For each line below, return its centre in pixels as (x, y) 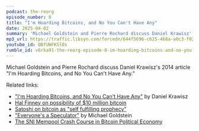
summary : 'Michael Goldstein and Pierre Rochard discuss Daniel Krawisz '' (100, 34)
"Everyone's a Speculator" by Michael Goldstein (73, 115)
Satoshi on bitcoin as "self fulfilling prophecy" (70, 109)
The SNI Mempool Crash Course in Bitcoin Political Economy (89, 122)
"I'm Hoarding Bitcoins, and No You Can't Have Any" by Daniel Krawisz (101, 96)
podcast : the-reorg (30, 12)
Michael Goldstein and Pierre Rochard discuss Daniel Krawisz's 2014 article (98, 67)
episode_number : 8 (29, 17)
